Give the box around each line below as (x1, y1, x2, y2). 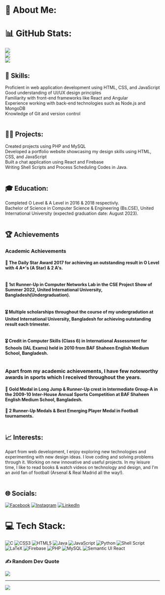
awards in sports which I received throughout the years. (5, 374, 141, 381)
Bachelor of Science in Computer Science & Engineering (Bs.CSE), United (5, 205, 154, 211)
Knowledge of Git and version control (5, 110, 81, 116)
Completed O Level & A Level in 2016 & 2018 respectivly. (5, 199, 119, 206)
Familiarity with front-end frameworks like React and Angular (5, 95, 129, 100)
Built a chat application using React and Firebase (5, 159, 104, 165)
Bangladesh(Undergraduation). (5, 292, 70, 298)
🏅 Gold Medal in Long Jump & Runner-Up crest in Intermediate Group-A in (5, 386, 158, 392)
